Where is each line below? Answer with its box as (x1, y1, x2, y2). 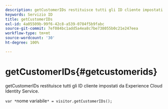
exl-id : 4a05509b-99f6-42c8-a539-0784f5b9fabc (5, 21, 105, 27)
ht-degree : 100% (5, 40, 39, 45)
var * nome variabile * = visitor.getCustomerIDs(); (5, 97, 113, 103)
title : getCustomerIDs (5, 17, 53, 22)
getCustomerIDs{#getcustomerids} (5, 66, 157, 77)
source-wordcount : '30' (5, 36, 55, 41)
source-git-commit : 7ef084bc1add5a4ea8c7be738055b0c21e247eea (5, 26, 138, 31)
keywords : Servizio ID (5, 12, 53, 17)
